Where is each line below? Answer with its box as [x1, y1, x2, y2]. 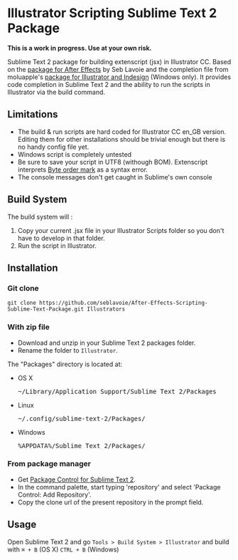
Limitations [7, 108, 58, 120]
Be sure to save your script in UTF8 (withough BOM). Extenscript [17, 157, 208, 166]
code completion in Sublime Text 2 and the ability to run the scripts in [7, 80, 211, 88]
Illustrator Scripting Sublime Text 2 [7, 5, 217, 21]
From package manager [7, 459, 91, 469]
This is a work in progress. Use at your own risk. [7, 43, 152, 52]
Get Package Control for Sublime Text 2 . [17, 475, 136, 484]
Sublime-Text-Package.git [7, 306, 84, 313]
